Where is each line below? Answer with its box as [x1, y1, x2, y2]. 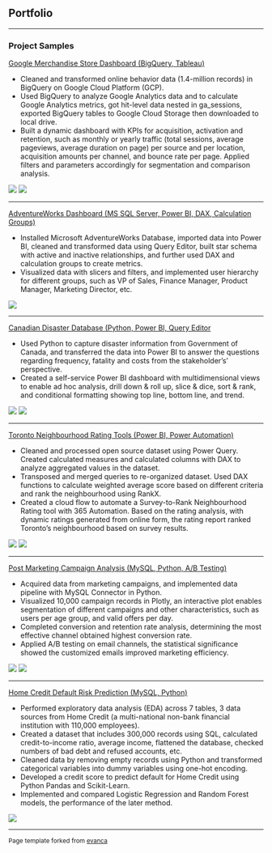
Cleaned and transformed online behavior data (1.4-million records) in [19, 74, 253, 84]
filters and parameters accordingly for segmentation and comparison [19, 160, 251, 170]
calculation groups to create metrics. [19, 259, 143, 269]
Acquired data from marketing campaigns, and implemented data [19, 579, 238, 589]
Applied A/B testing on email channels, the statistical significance [19, 639, 239, 649]
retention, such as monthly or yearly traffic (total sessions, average [19, 134, 244, 144]
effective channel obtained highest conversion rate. [19, 630, 193, 640]
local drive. [19, 117, 58, 127]
